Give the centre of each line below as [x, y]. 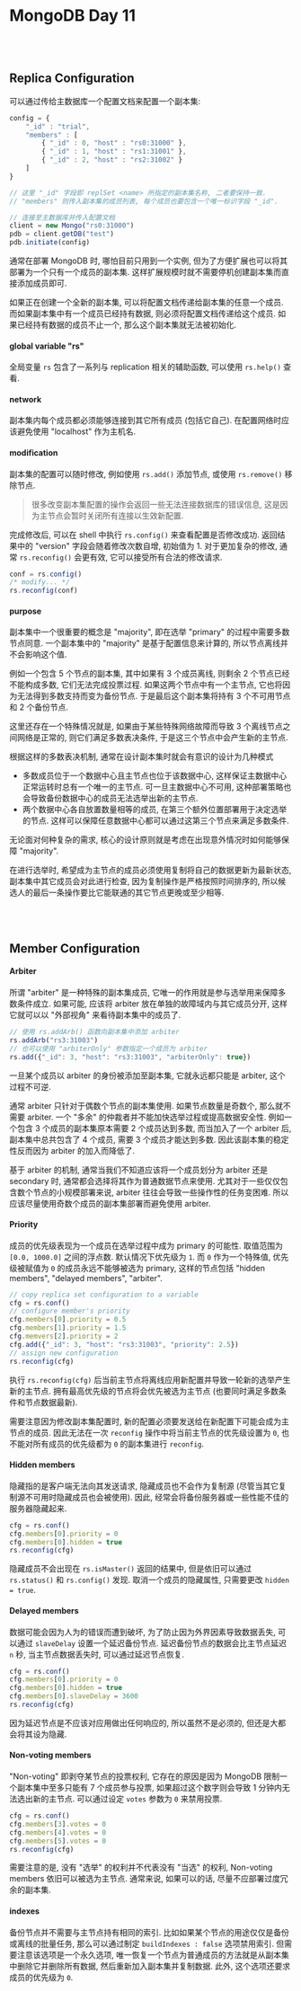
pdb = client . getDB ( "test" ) [62, 234]
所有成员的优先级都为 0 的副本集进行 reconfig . [119, 1444]
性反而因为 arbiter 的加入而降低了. [72, 1150]
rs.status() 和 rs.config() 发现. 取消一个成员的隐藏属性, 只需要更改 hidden [150, 1580]
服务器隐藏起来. [38, 1508]
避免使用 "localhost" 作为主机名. [76, 431]
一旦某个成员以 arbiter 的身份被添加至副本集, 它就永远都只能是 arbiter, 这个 [147, 1075]
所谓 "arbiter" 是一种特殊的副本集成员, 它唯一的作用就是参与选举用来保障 [144, 993]
